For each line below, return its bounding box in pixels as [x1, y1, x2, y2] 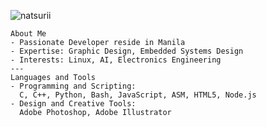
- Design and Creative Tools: [10, 99, 137, 109]
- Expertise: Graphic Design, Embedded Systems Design [10, 46, 244, 56]
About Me [10, 29, 47, 39]
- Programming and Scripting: [10, 81, 137, 91]
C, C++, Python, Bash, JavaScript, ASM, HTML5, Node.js [19, 90, 257, 100]
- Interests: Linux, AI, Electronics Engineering [10, 55, 222, 65]
